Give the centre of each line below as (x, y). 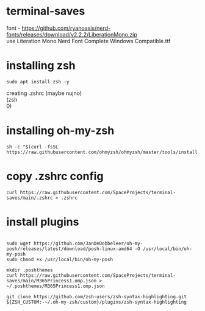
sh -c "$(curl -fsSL (33, 147)
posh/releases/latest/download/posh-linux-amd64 (69, 249)
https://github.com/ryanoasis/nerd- (66, 28)
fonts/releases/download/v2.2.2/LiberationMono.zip (72, 34)
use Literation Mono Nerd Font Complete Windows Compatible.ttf (88, 41)
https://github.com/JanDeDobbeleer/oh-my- (88, 243)
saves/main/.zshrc (30, 198)
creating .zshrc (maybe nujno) (44, 93)
